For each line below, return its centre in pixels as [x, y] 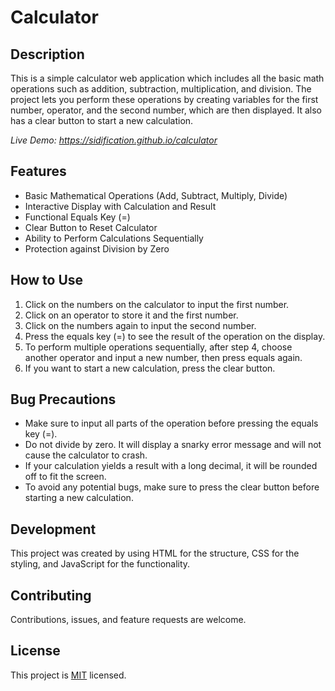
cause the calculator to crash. [86, 455]
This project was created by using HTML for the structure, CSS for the [155, 553]
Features [38, 171]
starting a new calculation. [79, 498]
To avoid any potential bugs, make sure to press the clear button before [172, 487]
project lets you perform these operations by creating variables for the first [164, 99]
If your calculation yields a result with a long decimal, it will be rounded [171, 466]
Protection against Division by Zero [97, 248]
